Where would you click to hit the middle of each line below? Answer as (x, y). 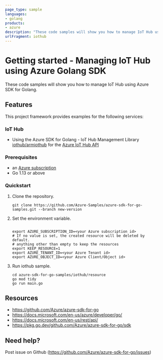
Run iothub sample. (31, 266)
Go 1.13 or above (28, 173)
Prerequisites (21, 157)
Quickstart (18, 186)
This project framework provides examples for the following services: (74, 116)
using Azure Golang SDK (56, 71)
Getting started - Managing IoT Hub (78, 61)
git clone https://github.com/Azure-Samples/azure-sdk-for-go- (77, 205)
